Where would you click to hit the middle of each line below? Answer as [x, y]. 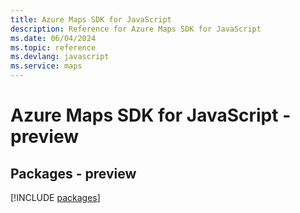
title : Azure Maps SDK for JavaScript [91, 19]
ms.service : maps [46, 66]
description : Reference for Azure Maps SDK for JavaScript [136, 29]
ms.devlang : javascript [60, 57]
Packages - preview [73, 173]
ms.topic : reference [53, 47]
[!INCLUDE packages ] [55, 197]
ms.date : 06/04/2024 [53, 38]
